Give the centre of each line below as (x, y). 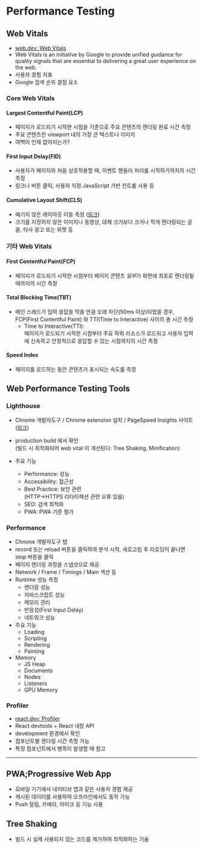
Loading (34, 632)
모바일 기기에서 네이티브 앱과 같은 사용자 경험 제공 (74, 789)
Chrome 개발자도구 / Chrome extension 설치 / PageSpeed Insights (96, 420)
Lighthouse (23, 406)
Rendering (37, 645)
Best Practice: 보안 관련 (53, 489)
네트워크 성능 (40, 618)
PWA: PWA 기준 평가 (49, 512)
